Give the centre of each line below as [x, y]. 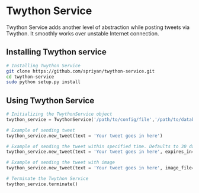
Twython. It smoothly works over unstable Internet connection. [83, 33]
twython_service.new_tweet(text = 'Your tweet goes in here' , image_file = [100, 168]
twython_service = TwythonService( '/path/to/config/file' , [81, 119]
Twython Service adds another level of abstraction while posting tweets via [98, 27]
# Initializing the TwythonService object [59, 114]
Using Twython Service [50, 101]
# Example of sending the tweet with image [61, 163]
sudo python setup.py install [44, 82]
